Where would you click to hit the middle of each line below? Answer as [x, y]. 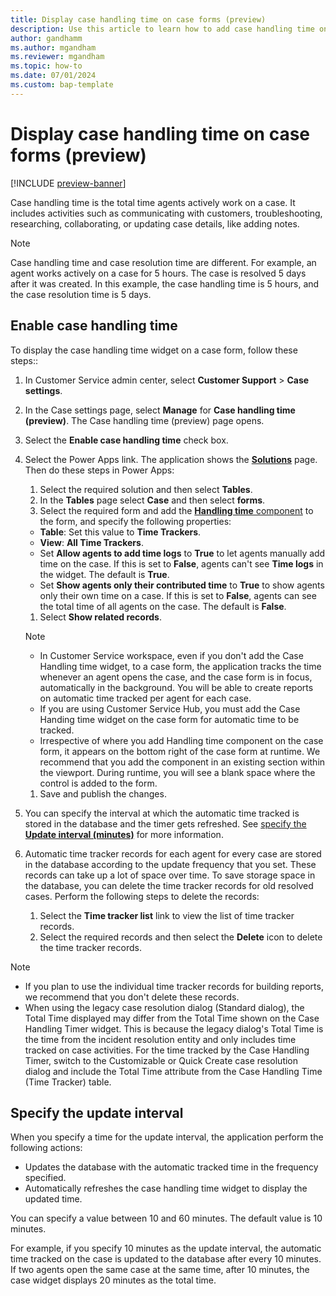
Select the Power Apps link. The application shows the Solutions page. [171, 459]
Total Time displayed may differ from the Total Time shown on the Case [172, 1018]
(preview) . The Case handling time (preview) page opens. [144, 420]
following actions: [46, 1148]
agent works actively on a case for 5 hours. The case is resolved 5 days [158, 273]
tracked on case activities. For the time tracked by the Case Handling [167, 1050]
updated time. [53, 1199]
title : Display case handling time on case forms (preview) [138, 19]
